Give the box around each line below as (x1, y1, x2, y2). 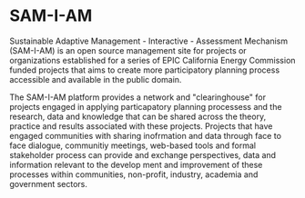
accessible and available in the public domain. (9, 74, 182, 84)
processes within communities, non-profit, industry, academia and (9, 169, 259, 180)
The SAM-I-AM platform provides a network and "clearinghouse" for (9, 92, 267, 103)
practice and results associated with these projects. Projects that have (9, 120, 273, 132)
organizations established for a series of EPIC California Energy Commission (9, 54, 296, 65)
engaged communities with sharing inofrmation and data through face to (9, 130, 282, 141)
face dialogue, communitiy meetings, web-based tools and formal (9, 140, 257, 151)
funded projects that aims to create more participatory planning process (9, 64, 280, 75)
